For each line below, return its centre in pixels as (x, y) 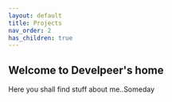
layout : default (35, 16)
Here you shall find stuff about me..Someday (82, 89)
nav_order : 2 (30, 30)
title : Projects (35, 23)
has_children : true (41, 38)
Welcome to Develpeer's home (86, 70)
